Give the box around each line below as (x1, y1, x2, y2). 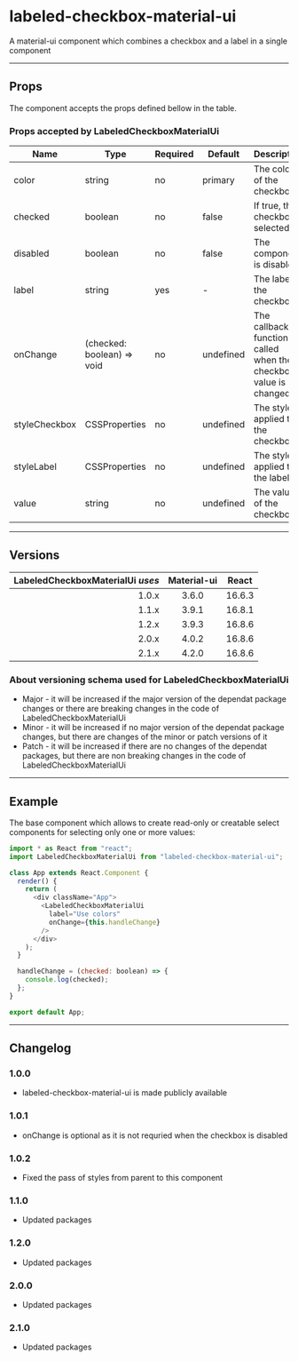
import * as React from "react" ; (9, 844, 133, 853)
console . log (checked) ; (25, 975, 109, 984)
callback (253, 321, 289, 333)
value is (253, 376, 286, 388)
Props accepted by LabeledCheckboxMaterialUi (9, 124, 220, 137)
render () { (17, 877, 58, 886)
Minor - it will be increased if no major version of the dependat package (21, 722, 285, 733)
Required (154, 148, 194, 161)
